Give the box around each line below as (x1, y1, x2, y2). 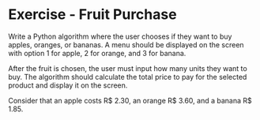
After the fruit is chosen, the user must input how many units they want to (8, 63, 247, 73)
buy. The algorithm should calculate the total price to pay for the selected (8, 72, 247, 81)
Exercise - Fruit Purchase (8, 6, 177, 24)
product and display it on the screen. (8, 81, 128, 90)
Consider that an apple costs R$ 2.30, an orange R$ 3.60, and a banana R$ (8, 96, 253, 105)
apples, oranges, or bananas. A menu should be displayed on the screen (8, 39, 244, 49)
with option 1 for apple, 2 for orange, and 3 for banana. (8, 48, 187, 58)
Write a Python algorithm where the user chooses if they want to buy (8, 32, 232, 41)
